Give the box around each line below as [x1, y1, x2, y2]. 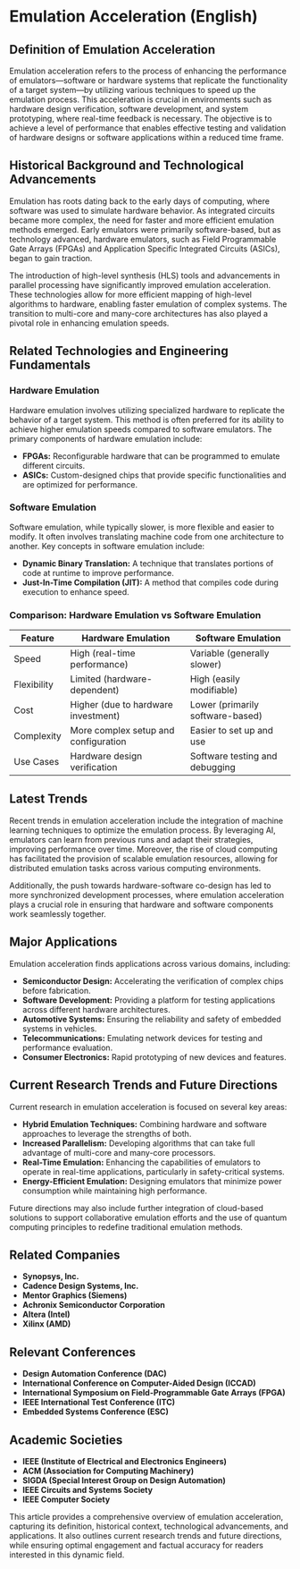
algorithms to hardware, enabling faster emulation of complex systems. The [9, 298, 287, 310]
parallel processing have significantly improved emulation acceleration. [9, 279, 271, 290]
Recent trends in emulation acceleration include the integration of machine [9, 815, 284, 826]
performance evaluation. [21, 1042, 113, 1053]
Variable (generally [189, 647, 270, 659]
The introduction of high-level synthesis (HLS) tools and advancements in [9, 270, 280, 281]
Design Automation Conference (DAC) [21, 1369, 167, 1379]
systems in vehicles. [21, 1022, 97, 1034]
